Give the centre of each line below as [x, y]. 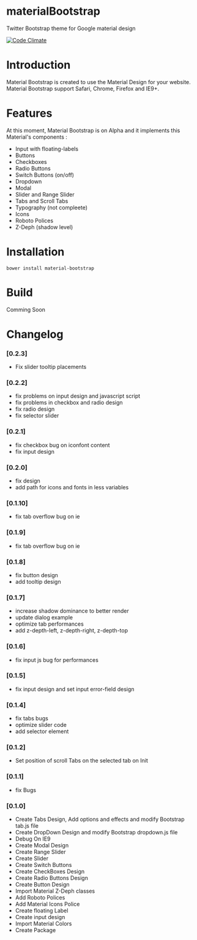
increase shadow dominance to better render [72, 611]
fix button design [36, 575]
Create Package [35, 930]
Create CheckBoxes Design [50, 872]
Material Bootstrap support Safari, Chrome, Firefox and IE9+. [83, 88]
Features [29, 113]
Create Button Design [42, 885]
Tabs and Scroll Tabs [42, 201]
